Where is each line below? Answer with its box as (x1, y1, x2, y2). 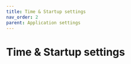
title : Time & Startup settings (6, 8, 86, 15)
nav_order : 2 (6, 14, 39, 20)
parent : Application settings (6, 20, 81, 25)
